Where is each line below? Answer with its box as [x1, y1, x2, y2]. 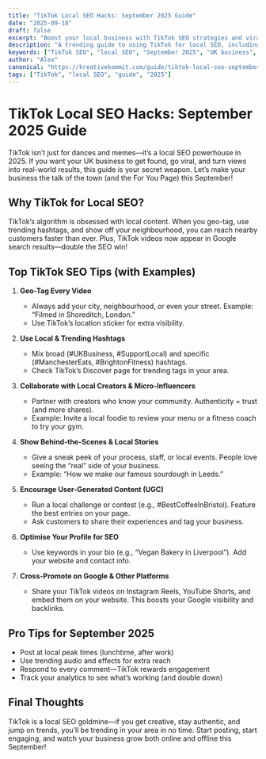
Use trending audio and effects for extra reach [19, 656, 172, 666]
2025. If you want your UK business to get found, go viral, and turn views [8, 156, 247, 166]
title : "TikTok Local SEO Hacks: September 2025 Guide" [8, 11, 196, 20]
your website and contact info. [31, 556, 131, 566]
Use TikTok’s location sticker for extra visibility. [31, 318, 184, 328]
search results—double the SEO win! [8, 242, 128, 252]
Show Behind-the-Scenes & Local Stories [19, 437, 159, 447]
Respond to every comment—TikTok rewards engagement [19, 665, 210, 673]
